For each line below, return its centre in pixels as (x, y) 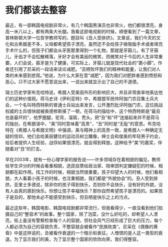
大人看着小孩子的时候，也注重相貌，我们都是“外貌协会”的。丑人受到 (84, 178)
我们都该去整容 (36, 10)
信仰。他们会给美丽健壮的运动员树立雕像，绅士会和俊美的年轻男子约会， (88, 136)
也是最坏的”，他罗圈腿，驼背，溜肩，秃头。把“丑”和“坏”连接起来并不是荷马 (82, 117)
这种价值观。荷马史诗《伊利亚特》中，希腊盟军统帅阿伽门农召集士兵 (84, 98)
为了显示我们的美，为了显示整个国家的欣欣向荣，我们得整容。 (77, 239)
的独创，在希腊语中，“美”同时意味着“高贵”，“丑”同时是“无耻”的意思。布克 (81, 124)
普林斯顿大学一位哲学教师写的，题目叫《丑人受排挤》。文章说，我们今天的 (81, 38)
